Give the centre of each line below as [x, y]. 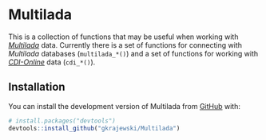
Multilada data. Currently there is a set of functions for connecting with [125, 45]
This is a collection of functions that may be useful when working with [123, 37]
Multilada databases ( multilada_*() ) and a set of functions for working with [133, 53]
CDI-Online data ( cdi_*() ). [52, 62]
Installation [37, 87]
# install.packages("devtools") [62, 121]
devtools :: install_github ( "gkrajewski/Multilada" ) [94, 128]
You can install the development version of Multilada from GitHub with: [125, 106]
